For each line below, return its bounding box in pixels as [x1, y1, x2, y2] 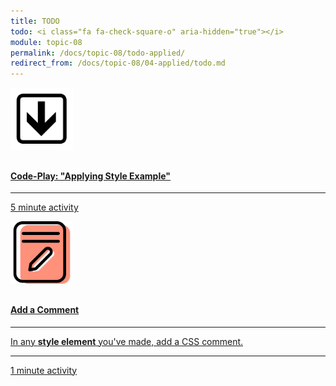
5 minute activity [10, 201, 79, 214]
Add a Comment [10, 303, 80, 315]
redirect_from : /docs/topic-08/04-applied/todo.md [10, 58, 226, 69]
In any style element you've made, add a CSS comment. [10, 335, 244, 347]
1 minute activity [10, 364, 78, 376]
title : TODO [10, 16, 60, 26]
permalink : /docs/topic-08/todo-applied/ [10, 48, 186, 58]
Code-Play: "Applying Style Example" [10, 170, 172, 182]
